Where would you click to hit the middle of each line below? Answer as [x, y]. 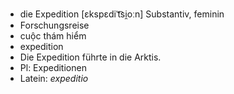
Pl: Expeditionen [53, 67]
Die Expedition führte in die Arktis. [90, 57]
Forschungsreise [54, 25]
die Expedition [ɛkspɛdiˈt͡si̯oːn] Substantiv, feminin [122, 14]
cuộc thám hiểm [53, 36]
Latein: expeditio [54, 78]
